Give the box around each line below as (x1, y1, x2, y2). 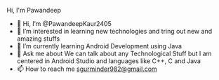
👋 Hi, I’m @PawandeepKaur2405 (16, 20, 112, 27)
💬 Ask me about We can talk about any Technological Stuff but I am (16, 49, 212, 58)
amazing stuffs (16, 34, 60, 43)
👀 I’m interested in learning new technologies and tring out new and (16, 27, 212, 35)
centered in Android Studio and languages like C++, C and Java (16, 57, 201, 65)
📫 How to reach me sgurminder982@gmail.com (16, 65, 157, 73)
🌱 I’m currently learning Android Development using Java (16, 42, 182, 50)
